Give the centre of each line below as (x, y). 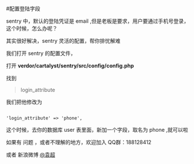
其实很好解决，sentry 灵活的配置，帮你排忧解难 (63, 41)
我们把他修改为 (24, 102)
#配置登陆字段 (23, 8)
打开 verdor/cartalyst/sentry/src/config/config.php (70, 66)
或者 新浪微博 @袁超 (31, 155)
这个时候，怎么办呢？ (32, 28)
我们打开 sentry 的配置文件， (41, 53)
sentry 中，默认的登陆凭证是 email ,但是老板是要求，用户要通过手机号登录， (98, 21)
